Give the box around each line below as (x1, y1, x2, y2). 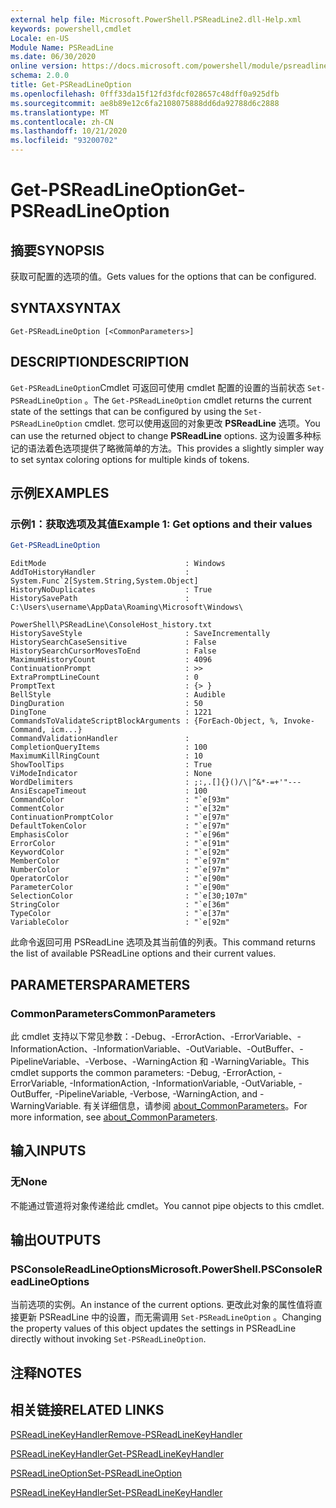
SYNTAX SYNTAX (10, 300, 122, 317)
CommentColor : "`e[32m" (10, 804, 230, 814)
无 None (10, 1175, 48, 1189)
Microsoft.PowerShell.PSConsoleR (149, 1262, 323, 1276)
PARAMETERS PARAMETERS (10, 976, 191, 993)
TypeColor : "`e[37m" (10, 909, 230, 919)
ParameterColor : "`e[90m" (10, 882, 230, 893)
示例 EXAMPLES (10, 485, 110, 502)
